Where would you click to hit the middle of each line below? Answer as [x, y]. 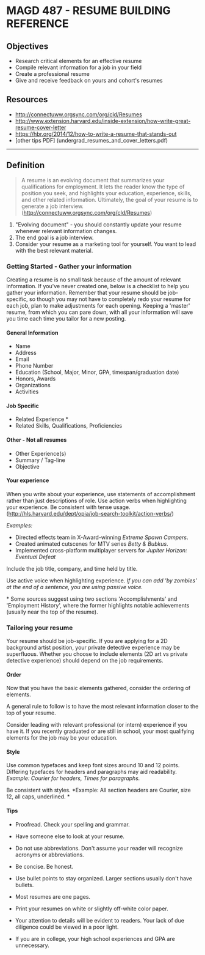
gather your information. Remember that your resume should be [86, 292]
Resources [27, 99]
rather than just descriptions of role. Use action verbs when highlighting [97, 500]
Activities [27, 392]
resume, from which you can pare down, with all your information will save [100, 312]
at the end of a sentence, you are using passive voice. [75, 587]
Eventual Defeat [35, 557]
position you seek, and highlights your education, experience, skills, [106, 193]
